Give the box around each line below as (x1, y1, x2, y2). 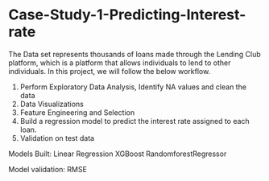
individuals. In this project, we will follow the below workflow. (8, 66, 211, 76)
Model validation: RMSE (8, 164, 87, 174)
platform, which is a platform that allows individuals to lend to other (8, 58, 231, 68)
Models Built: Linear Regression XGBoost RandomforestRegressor (8, 149, 227, 158)
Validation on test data (19, 133, 95, 142)
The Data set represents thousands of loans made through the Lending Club (8, 49, 262, 59)
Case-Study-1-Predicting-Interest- (8, 6, 246, 24)
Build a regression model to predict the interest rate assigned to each (19, 116, 250, 125)
